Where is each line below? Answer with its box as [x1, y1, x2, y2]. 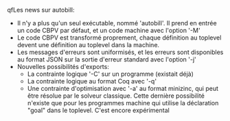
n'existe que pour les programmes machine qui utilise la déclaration [27, 99, 219, 107]
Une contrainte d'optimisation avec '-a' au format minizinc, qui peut [27, 85, 218, 92]
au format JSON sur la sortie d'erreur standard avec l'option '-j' [16, 55, 197, 64]
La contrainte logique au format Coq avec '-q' [27, 77, 157, 85]
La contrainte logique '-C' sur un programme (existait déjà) [27, 70, 194, 78]
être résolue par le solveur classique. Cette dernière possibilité [27, 92, 205, 100]
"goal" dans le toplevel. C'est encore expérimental [27, 106, 170, 114]
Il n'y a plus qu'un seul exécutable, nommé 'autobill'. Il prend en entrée [16, 19, 218, 27]
